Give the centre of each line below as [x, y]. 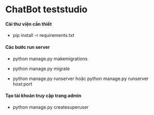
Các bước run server [28, 47]
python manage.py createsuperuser [51, 107]
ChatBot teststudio [46, 9]
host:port [22, 84]
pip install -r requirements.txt [43, 35]
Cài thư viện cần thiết [29, 24]
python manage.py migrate [41, 68]
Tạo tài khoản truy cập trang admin [43, 95]
